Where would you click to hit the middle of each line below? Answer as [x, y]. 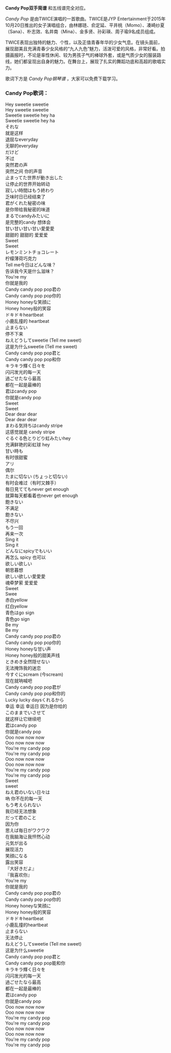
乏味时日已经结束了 [25, 197]
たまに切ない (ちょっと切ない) [36, 477]
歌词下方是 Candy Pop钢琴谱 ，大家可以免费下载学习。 [63, 79]
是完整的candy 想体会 [28, 222]
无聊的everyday [22, 146]
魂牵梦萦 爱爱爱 [22, 583]
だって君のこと [21, 818]
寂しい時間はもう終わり [30, 190]
